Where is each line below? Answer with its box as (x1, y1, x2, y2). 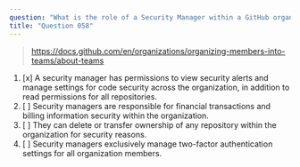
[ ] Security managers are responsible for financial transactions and (21, 100, 271, 111)
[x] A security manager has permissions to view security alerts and (21, 72, 270, 83)
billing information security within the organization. (21, 110, 210, 121)
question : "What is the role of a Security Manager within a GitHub (9, 12, 270, 22)
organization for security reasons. (21, 129, 147, 139)
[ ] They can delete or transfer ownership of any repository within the (21, 119, 277, 130)
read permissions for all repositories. (21, 91, 158, 102)
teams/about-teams (30, 55, 104, 66)
